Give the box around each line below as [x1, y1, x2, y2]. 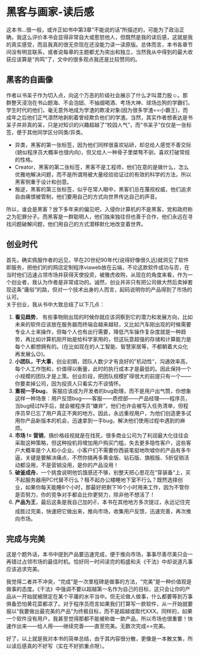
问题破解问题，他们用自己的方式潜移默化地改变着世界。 [11, 220, 146, 227]
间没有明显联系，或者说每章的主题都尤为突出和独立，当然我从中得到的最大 [6, 48, 188, 55]
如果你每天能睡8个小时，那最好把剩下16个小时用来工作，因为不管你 [25, 483, 190, 490]
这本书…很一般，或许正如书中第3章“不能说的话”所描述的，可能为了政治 [6, 26, 179, 33]
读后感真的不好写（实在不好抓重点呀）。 [11, 643, 108, 650]
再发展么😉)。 [14, 350, 49, 357]
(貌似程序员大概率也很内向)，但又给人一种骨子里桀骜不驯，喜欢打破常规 [14, 149, 191, 156]
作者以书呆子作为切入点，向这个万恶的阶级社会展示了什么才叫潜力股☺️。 [6, 91, 183, 98]
